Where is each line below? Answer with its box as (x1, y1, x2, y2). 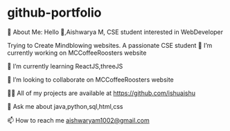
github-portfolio (7, 5, 102, 21)
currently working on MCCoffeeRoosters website (7, 49, 147, 57)
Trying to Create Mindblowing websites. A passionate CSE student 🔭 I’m (7, 41, 213, 49)
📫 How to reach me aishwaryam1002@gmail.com (7, 116, 150, 124)
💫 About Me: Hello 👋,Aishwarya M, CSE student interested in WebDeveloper (7, 28, 224, 36)
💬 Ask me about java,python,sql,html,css (7, 102, 123, 110)
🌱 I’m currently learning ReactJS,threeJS (7, 62, 123, 70)
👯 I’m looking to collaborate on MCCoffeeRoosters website (7, 75, 175, 84)
